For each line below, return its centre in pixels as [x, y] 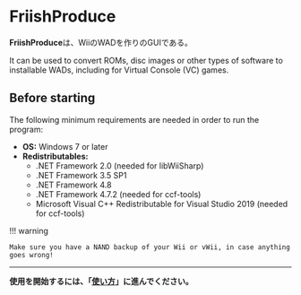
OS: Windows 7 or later [65, 146]
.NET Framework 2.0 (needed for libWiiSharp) [120, 165]
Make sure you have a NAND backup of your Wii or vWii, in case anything [150, 247]
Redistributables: [55, 156]
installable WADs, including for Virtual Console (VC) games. [119, 70]
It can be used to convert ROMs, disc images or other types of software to [146, 60]
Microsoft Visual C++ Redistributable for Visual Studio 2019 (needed [162, 204]
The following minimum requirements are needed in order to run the [134, 119]
